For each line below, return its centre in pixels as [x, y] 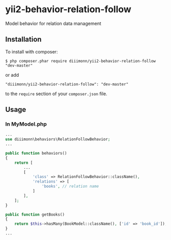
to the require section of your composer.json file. [56, 94]
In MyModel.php [26, 124]
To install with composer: [32, 51]
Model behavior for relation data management [53, 23]
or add [12, 75]
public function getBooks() [35, 215]
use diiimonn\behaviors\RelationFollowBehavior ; [58, 139]
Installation [23, 39]
